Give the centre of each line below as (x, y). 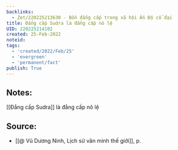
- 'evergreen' (29, 57)
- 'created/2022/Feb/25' (43, 51)
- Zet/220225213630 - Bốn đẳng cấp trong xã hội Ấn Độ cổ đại (92, 18)
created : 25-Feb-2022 (34, 34)
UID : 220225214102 (29, 29)
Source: (22, 126)
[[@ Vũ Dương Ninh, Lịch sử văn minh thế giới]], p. (78, 141)
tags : (13, 46)
